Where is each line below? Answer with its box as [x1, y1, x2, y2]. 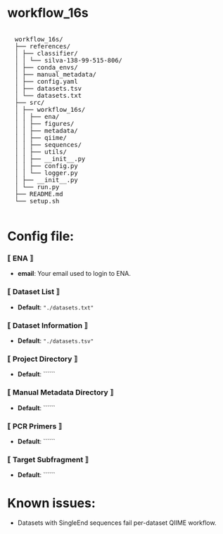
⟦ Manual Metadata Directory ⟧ [7, 388, 114, 398]
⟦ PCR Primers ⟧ [7, 421, 62, 431]
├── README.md [14, 190, 63, 198]
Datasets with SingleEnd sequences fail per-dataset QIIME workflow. [17, 519, 217, 527]
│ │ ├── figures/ [14, 120, 75, 127]
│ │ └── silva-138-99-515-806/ [14, 56, 123, 64]
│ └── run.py [14, 183, 60, 191]
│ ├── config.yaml [14, 77, 79, 85]
